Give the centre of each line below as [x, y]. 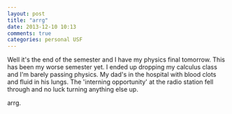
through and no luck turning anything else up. [73, 90]
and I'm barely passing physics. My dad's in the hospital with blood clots [112, 75]
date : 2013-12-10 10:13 [42, 27]
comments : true [29, 33]
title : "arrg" [28, 20]
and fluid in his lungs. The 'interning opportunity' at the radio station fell [110, 82]
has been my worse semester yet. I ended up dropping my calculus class [113, 67]
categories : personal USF [45, 40]
